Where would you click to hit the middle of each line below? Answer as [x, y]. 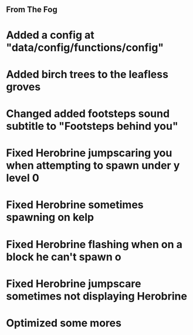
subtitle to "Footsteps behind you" [92, 126]
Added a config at [50, 35]
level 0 [23, 178]
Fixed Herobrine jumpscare [74, 284]
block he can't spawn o [64, 257]
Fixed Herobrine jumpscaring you [89, 153]
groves [23, 87]
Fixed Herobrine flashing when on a [94, 244]
